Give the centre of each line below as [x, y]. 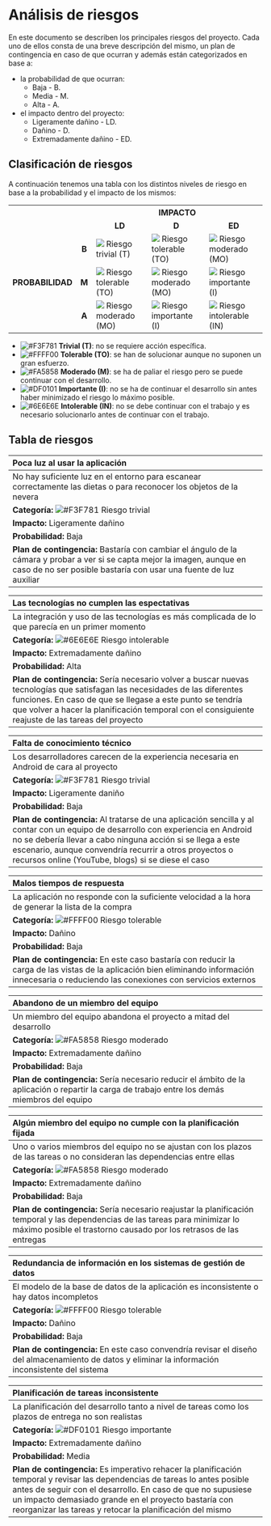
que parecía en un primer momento [79, 626]
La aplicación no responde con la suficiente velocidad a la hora [132, 897]
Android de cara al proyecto [65, 766]
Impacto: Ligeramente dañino [69, 523]
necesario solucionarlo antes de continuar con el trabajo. [115, 414]
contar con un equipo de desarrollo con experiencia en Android [132, 829]
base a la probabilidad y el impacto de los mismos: [92, 193]
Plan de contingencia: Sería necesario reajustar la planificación [133, 1209]
